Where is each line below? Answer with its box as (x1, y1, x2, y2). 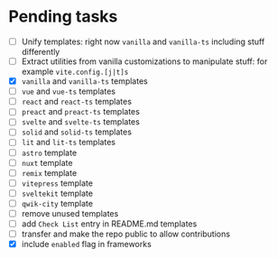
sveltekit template (21, 188, 94, 198)
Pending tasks (8, 6, 118, 27)
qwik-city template (21, 198, 94, 208)
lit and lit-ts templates (21, 137, 116, 148)
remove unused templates (21, 207, 119, 218)
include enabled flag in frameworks (21, 239, 152, 250)
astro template (21, 147, 78, 158)
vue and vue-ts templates (21, 86, 116, 97)
